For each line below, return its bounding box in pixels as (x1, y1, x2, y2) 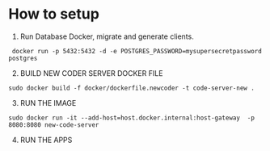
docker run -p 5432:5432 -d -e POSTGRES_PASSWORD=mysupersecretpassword (11, 47, 263, 55)
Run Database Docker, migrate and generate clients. (19, 31, 194, 41)
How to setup (8, 5, 99, 23)
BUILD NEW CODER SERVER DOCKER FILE (19, 68, 163, 78)
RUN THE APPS (19, 135, 73, 145)
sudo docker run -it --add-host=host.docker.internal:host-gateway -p (8, 114, 255, 122)
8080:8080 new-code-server (8, 120, 99, 129)
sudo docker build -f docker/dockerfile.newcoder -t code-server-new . (8, 84, 255, 92)
